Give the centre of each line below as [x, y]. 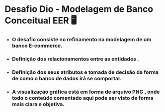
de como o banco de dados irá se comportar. [67, 78]
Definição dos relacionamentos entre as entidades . [76, 59]
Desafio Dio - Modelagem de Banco [79, 9]
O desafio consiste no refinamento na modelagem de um [82, 40]
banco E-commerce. [37, 46]
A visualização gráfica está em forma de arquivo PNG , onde [86, 92]
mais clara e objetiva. [38, 104]
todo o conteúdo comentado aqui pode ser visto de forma [82, 98]
